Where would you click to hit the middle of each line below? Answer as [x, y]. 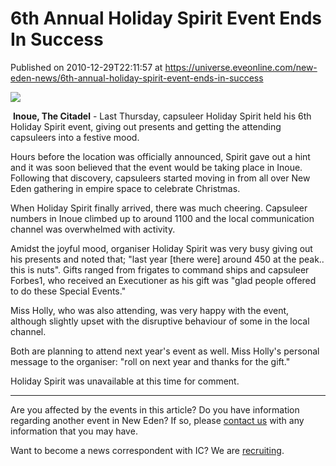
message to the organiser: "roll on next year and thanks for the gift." [150, 361]
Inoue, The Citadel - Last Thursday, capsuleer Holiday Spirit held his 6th [162, 116]
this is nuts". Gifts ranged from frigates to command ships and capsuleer [160, 269]
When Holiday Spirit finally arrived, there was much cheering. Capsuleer [159, 208]
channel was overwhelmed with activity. [93, 229]
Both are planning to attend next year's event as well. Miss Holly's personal [165, 351]
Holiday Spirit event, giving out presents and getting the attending [146, 126]
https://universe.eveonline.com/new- [241, 67]
